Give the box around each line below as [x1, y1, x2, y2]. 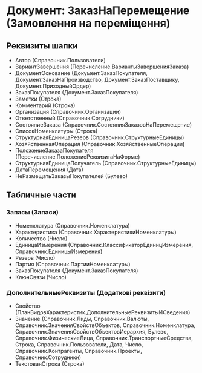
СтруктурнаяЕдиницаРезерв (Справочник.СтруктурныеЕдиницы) [15, 134, 184, 141]
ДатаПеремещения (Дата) [15, 166, 83, 173]
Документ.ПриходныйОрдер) [15, 82, 91, 90]
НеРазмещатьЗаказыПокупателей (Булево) [15, 173, 128, 179]
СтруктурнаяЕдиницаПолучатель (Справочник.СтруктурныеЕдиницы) [15, 160, 197, 167]
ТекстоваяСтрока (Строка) [15, 360, 85, 367]
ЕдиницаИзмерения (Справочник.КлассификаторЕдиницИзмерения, [15, 241, 194, 248]
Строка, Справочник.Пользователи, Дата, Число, [15, 340, 143, 348]
